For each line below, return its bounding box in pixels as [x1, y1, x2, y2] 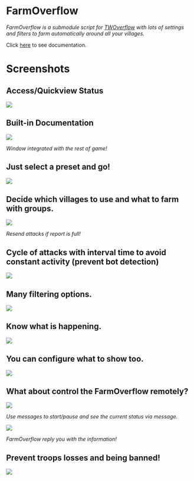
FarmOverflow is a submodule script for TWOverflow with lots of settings [6, 24, 185, 31]
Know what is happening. [6, 321, 102, 331]
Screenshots [6, 62, 70, 76]
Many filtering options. [6, 289, 93, 299]
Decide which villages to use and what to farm [6, 194, 179, 204]
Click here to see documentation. [6, 41, 87, 48]
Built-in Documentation [6, 118, 94, 128]
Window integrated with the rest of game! [6, 145, 107, 152]
